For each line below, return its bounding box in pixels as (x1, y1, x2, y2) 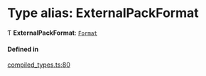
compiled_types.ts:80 (7, 60, 71, 69)
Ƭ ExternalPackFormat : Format (7, 28, 98, 37)
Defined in (7, 45, 39, 53)
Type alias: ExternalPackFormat (7, 5, 199, 21)
